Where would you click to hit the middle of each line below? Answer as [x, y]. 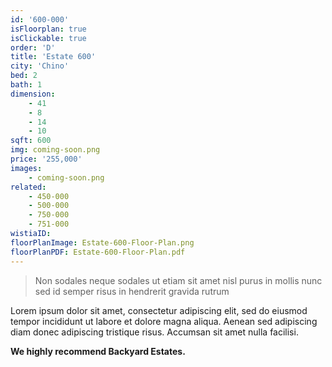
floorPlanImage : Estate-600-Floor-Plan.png [102, 242]
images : [26, 168]
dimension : [33, 94]
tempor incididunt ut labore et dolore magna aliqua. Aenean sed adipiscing [164, 321]
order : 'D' [33, 47]
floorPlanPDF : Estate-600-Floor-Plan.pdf [98, 252]
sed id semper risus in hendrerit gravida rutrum [132, 291]
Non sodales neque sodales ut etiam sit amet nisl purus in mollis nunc [178, 280]
